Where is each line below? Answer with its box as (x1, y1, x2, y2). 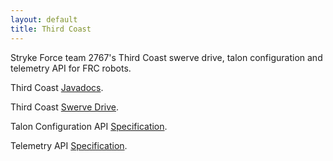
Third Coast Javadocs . (10, 81, 104, 93)
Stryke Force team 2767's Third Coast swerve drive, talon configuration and (10, 51, 323, 63)
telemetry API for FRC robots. (10, 62, 132, 74)
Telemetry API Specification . (10, 139, 128, 151)
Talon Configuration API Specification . (10, 120, 168, 132)
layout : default (10, 14, 78, 25)
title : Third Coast (10, 24, 92, 34)
